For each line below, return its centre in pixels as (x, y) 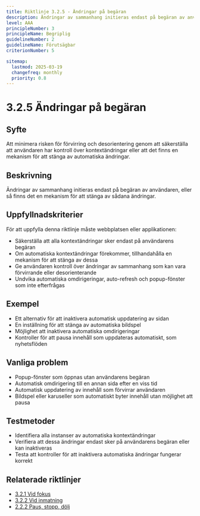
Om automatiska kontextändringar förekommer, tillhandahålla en (93, 253)
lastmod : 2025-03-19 (37, 67)
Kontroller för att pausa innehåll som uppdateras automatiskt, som (96, 337)
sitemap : (17, 61)
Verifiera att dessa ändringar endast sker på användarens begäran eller (102, 442)
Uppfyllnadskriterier (45, 215)
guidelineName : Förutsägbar (41, 45)
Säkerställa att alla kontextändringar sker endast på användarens (94, 241)
